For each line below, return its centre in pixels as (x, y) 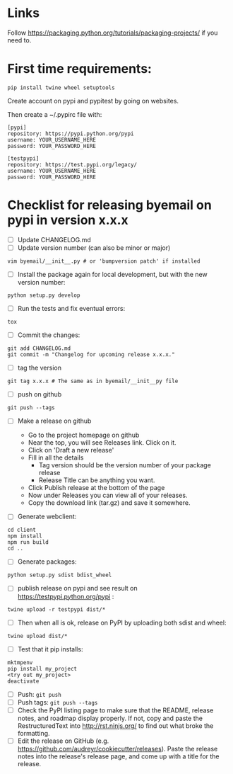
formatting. (34, 733)
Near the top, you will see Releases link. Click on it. (102, 443)
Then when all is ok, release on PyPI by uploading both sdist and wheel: (122, 622)
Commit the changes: (49, 335)
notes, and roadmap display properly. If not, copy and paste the (110, 718)
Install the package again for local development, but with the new (113, 274)
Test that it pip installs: (50, 649)
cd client (22, 530)
